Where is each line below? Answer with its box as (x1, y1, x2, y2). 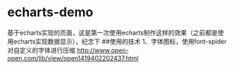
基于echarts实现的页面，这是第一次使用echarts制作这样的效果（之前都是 (7, 28, 218, 37)
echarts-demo (7, 4, 94, 20)
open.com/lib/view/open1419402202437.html (7, 54, 139, 62)
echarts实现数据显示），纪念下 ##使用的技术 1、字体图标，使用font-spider (13, 37, 227, 46)
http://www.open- (76, 46, 129, 54)
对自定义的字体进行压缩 (7, 46, 75, 54)
